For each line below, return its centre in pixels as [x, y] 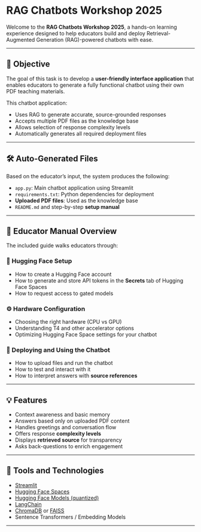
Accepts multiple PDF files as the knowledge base [77, 121]
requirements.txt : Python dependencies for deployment [84, 194]
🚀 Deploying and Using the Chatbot [58, 349]
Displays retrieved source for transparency [68, 440]
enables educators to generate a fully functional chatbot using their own [95, 85]
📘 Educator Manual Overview [62, 231]
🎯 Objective [28, 64]
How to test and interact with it [53, 369]
